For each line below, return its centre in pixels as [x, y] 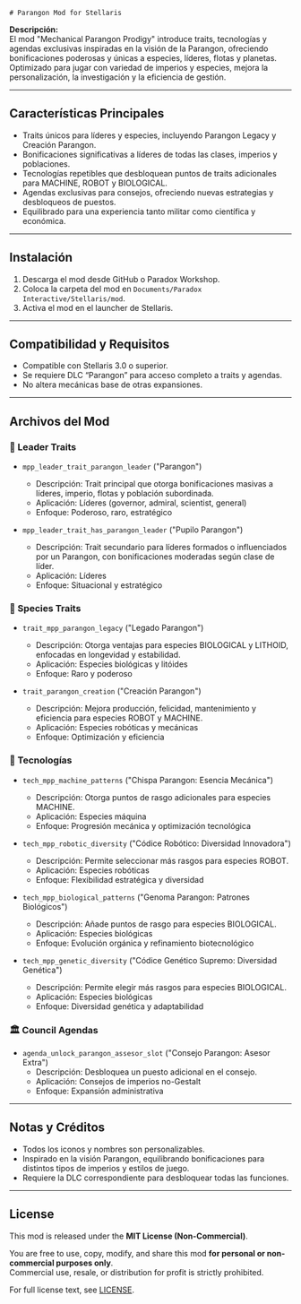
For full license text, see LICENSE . [72, 1290]
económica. [44, 220]
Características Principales [87, 113]
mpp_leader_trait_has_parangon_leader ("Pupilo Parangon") [133, 530]
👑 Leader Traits [43, 446]
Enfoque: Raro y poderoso [84, 674]
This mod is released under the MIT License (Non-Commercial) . [129, 1236]
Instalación [41, 258]
